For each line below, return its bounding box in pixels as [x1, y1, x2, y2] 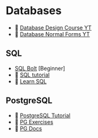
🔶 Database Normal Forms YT [14, 30, 90, 37]
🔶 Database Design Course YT [14, 24, 92, 31]
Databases [6, 4, 62, 18]
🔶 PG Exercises [14, 118, 53, 126]
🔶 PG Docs [14, 125, 42, 132]
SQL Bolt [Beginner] [14, 64, 66, 72]
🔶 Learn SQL [14, 77, 47, 85]
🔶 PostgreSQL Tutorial [14, 112, 71, 119]
